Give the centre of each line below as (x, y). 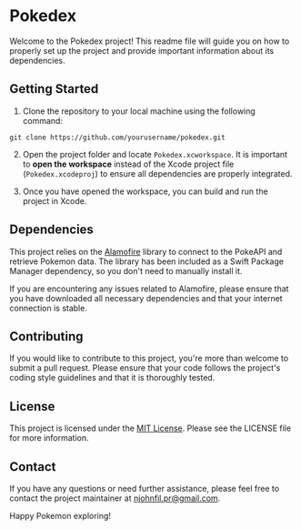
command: (43, 120)
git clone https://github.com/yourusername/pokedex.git (117, 138)
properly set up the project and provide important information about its (142, 50)
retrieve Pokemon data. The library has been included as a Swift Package (147, 261)
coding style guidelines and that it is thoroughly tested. (112, 378)
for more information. (49, 438)
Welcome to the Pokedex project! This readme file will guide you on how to (150, 41)
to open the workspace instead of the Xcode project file (128, 164)
